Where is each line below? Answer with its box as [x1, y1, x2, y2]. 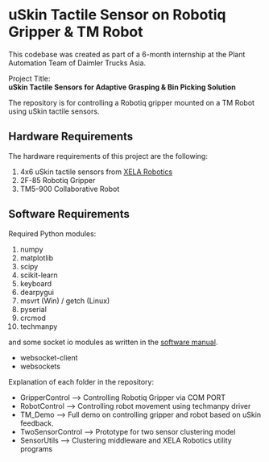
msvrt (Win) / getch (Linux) [19, 296, 110, 306]
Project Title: [8, 73, 51, 83]
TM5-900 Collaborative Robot [19, 184, 120, 194]
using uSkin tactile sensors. [8, 106, 100, 116]
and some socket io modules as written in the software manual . [8, 337, 218, 347]
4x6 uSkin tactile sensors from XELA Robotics [19, 167, 173, 177]
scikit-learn [19, 270, 58, 280]
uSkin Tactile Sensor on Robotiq [8, 6, 226, 24]
